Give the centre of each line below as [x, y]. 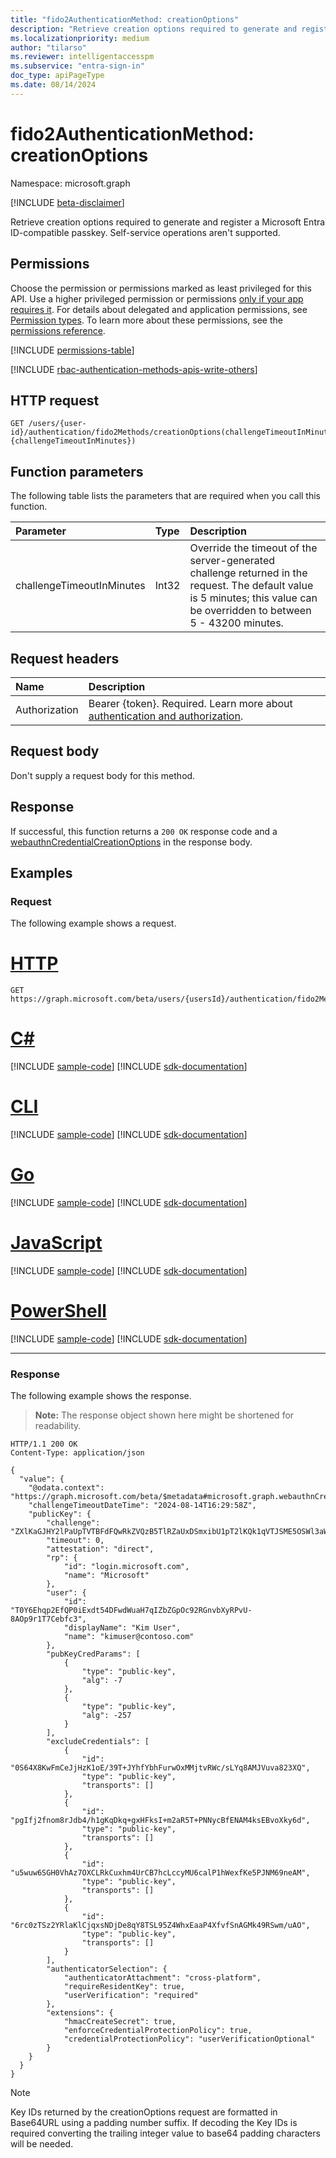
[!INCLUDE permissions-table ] [72, 350]
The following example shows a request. [93, 923]
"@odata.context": [66, 1488]
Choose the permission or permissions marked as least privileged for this [161, 288]
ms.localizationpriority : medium [80, 38]
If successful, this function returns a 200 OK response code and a [144, 831]
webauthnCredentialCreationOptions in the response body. [131, 842]
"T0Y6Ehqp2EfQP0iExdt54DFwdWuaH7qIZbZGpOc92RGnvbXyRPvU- [131, 1611]
